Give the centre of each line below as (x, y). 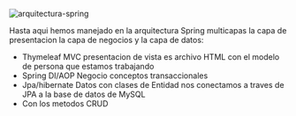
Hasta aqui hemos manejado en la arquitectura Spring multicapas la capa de (148, 30)
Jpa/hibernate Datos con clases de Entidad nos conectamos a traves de (153, 85)
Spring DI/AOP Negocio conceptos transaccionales (115, 76)
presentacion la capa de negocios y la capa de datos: (106, 40)
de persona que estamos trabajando (88, 66)
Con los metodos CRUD (65, 104)
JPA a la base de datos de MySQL (83, 94)
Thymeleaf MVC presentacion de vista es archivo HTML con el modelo (151, 57)
